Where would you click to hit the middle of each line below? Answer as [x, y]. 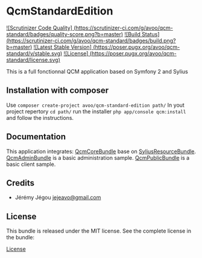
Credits [21, 183]
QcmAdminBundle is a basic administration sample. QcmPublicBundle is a [98, 157]
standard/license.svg [32, 60]
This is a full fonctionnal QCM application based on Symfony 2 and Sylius [97, 71]
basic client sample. [31, 164]
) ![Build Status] [140, 34]
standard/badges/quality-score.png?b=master [64, 34]
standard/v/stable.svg [33, 53]
